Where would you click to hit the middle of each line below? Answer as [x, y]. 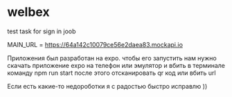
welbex [28, 12]
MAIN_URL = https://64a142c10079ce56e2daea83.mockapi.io [95, 44]
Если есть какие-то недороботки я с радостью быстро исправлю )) [107, 86]
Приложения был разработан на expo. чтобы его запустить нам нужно [112, 58]
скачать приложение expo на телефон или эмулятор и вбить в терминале [116, 65]
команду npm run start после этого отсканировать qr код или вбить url [111, 73]
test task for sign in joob [42, 31]
